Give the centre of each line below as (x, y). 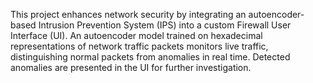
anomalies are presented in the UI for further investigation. (131, 67)
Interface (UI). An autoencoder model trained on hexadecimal (136, 35)
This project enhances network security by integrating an (128, 14)
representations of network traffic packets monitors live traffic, (139, 46)
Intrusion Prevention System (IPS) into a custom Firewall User (165, 25)
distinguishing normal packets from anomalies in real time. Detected (150, 57)
